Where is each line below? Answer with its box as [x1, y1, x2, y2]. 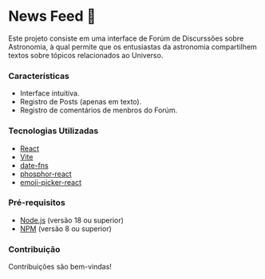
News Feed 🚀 [8, 7, 97, 26]
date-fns [19, 160, 49, 170]
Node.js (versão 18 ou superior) [19, 215, 124, 225]
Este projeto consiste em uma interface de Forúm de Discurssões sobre [8, 33, 244, 43]
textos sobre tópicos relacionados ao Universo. [8, 50, 164, 60]
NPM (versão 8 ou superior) [19, 223, 112, 234]
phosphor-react [19, 169, 72, 179]
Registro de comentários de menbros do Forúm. [19, 105, 178, 115]
